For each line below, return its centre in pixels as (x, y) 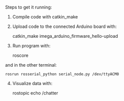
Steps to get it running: (29, 7)
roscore (20, 55)
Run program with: (31, 46)
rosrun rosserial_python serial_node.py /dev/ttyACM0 (62, 74)
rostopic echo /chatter (35, 93)
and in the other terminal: (31, 65)
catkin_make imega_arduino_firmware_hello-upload (65, 36)
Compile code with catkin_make (45, 17)
